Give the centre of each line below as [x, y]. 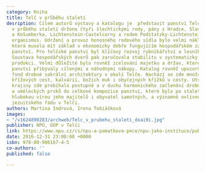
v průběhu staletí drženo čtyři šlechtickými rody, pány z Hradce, [99, 29]
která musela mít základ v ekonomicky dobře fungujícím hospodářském [102, 46]
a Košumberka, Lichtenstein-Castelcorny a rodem [75, 35]
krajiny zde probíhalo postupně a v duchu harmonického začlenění [98, 86]
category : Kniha [27, 12]
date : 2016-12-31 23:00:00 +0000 [49, 137]
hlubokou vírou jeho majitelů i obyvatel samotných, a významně [95, 97]
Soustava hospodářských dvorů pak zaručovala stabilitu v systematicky [105, 57]
